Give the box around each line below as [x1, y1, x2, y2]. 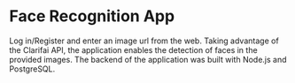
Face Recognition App [9, 6, 175, 26]
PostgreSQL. [9, 64, 56, 74]
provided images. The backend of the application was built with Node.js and [9, 54, 287, 64]
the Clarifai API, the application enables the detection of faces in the [9, 44, 259, 55]
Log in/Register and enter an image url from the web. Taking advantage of [9, 35, 279, 46]
